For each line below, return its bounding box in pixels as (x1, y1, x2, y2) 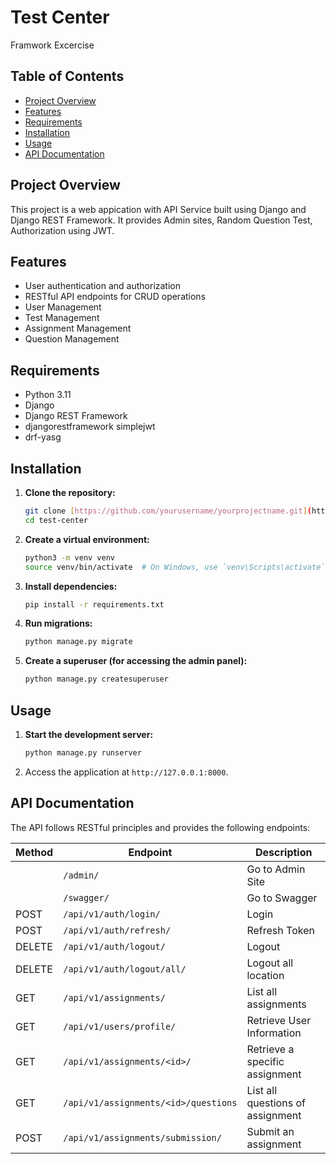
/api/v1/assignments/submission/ (63, 1132, 222, 1143)
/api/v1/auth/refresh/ (63, 924, 172, 936)
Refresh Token (246, 923, 315, 937)
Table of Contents (10, 68, 125, 85)
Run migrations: (24, 617, 93, 630)
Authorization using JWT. (10, 224, 115, 236)
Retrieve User (246, 1013, 312, 1027)
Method (15, 845, 54, 859)
